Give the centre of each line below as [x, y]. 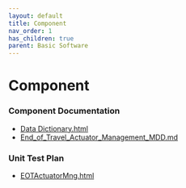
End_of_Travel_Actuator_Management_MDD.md [99, 137]
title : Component [38, 23]
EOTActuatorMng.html [57, 175]
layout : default [36, 16]
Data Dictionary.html [54, 128]
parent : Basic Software [49, 46]
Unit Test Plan [36, 158]
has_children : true [41, 38]
